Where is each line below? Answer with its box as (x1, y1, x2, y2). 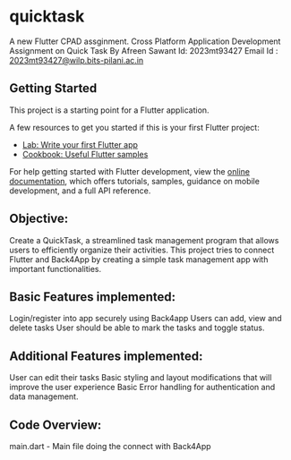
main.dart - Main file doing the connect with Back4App (9, 441, 212, 451)
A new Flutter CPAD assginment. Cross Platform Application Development (9, 36, 281, 47)
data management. (9, 391, 79, 402)
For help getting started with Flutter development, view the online (9, 166, 251, 176)
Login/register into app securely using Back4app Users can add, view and (9, 313, 282, 324)
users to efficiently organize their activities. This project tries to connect (9, 244, 275, 255)
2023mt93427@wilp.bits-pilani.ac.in (9, 55, 144, 65)
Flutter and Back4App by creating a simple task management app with (9, 253, 269, 265)
